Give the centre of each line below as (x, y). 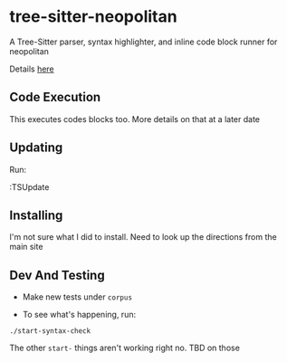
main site (26, 247)
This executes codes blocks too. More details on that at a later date (135, 119)
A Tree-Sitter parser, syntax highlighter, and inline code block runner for (143, 42)
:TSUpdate (29, 186)
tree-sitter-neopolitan (94, 17)
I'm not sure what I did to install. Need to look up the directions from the (143, 237)
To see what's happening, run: (79, 315)
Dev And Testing (57, 275)
